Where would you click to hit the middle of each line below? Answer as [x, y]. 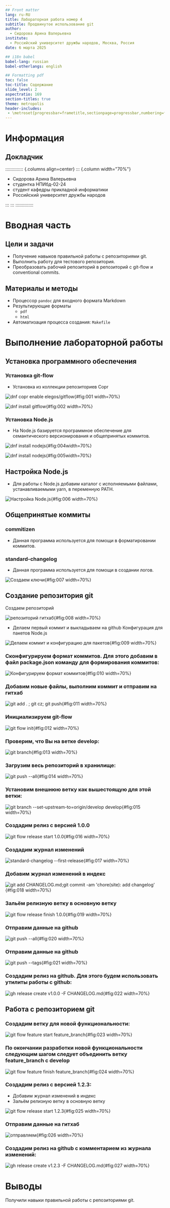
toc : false [17, 80]
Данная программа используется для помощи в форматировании [84, 540]
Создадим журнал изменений [45, 849]
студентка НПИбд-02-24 [39, 184]
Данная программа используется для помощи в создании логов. [83, 570]
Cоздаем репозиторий [30, 608]
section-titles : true [28, 99]
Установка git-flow [30, 376]
